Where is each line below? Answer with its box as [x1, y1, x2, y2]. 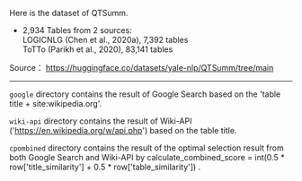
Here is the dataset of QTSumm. [9, 8, 129, 18]
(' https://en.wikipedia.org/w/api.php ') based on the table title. [9, 125, 237, 135]
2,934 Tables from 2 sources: [22, 25, 132, 35]
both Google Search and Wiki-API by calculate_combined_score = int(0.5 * [9, 152, 285, 162]
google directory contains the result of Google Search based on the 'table [9, 89, 281, 99]
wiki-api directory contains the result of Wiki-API [9, 116, 192, 126]
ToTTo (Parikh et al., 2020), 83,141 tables [22, 44, 173, 55]
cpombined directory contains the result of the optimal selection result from [9, 142, 285, 153]
